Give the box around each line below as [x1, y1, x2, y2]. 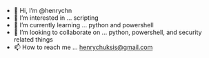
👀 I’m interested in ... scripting [13, 14, 99, 22]
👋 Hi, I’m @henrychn [13, 7, 72, 14]
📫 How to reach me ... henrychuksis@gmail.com [13, 43, 153, 51]
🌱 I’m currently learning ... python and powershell [13, 21, 154, 29]
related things [13, 35, 53, 44]
